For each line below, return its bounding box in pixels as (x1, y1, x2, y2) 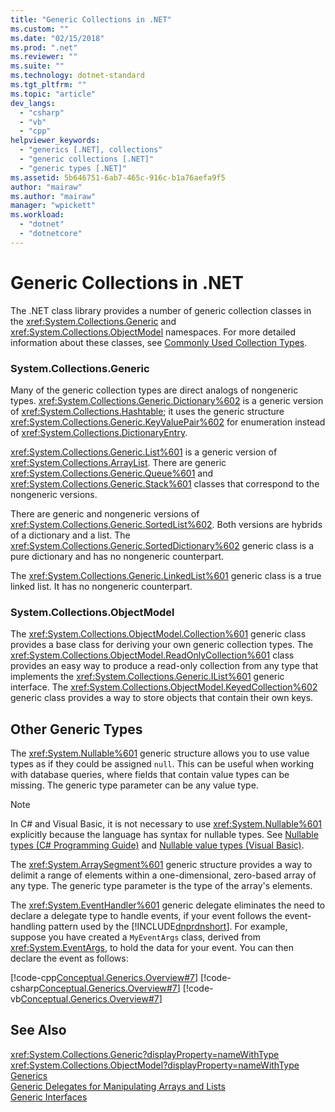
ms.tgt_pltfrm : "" (10, 80, 87, 90)
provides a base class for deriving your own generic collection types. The (10, 639, 314, 651)
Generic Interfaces (10, 1091, 88, 1103)
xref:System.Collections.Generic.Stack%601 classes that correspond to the (10, 477, 320, 490)
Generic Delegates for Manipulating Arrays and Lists (10, 1080, 226, 1092)
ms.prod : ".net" (10, 42, 78, 53)
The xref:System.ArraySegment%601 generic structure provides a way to (10, 859, 313, 871)
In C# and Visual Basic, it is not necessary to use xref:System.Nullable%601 (10, 818, 322, 830)
